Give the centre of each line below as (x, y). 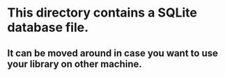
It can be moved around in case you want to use (113, 53)
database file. (48, 27)
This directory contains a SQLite (102, 13)
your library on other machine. (75, 64)
